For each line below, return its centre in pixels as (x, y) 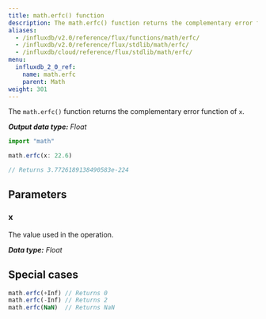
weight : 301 (28, 89)
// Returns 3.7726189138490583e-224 (68, 170)
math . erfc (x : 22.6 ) (40, 156)
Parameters (38, 195)
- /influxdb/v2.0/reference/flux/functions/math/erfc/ (108, 38)
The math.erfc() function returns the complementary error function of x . (127, 112)
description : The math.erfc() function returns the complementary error (131, 23)
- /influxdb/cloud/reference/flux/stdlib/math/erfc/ (104, 52)
